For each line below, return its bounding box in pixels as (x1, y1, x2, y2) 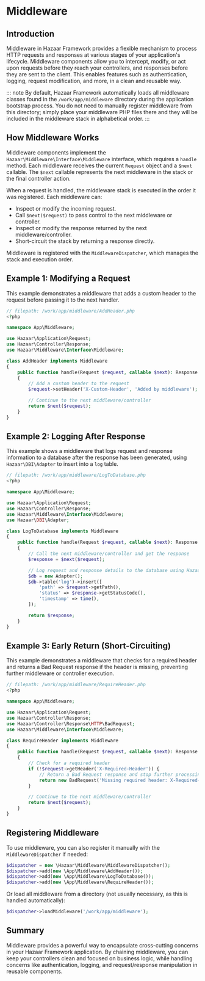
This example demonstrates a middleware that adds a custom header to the (6, 289, 196, 297)
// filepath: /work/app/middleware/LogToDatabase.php (6, 472, 146, 479)
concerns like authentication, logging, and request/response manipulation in (6, 961, 198, 968)
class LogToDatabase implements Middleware (6, 528, 119, 534)
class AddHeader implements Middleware (6, 358, 108, 364)
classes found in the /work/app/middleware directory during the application (6, 96, 194, 103)
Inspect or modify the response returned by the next (15, 224, 148, 231)
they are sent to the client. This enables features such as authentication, (6, 71, 188, 78)
